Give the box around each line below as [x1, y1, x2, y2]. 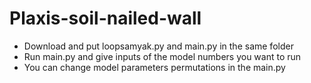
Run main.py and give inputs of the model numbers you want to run [23, 50, 302, 62]
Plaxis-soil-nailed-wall [9, 7, 202, 30]
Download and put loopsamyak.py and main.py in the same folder [23, 40, 294, 52]
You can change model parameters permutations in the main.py [23, 61, 286, 73]
